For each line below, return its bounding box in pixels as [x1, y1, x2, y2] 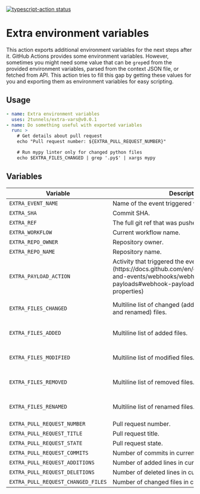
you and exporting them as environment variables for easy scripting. [6, 77, 174, 85]
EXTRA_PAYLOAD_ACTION [9, 273, 70, 279]
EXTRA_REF [9, 219, 37, 226]
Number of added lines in [112, 458, 183, 467]
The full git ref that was [112, 218, 177, 226]
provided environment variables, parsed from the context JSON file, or [6, 65, 179, 72]
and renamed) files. [112, 307, 167, 316]
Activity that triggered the [112, 257, 185, 265]
